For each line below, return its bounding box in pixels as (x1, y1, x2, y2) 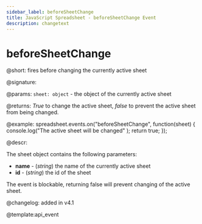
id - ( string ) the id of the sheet (15, 169, 91, 176)
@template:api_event (6, 211, 59, 219)
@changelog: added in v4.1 (6, 199, 74, 206)
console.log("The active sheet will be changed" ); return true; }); (6, 127, 167, 134)
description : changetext (6, 20, 69, 26)
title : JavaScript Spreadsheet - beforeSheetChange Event (6, 15, 156, 21)
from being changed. (6, 109, 59, 116)
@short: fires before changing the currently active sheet (6, 67, 147, 74)
